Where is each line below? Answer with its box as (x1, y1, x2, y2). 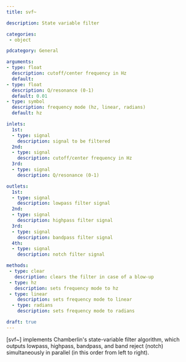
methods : (6, 262, 29, 269)
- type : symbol (6, 98, 45, 105)
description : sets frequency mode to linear (17, 297, 132, 303)
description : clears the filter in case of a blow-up (14, 273, 154, 280)
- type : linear (9, 291, 48, 297)
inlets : (6, 121, 26, 127)
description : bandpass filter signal (17, 234, 113, 240)
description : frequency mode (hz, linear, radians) (12, 105, 146, 111)
